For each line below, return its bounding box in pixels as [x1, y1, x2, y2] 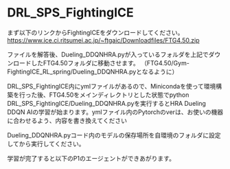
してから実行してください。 [7, 139, 85, 148]
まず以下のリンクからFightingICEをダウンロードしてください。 [7, 28, 184, 36]
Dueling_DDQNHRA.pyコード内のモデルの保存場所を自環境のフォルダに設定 [7, 131, 221, 139]
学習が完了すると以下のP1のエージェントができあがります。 [7, 154, 175, 162]
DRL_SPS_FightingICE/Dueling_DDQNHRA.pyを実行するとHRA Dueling [7, 99, 206, 107]
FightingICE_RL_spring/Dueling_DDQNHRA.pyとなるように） [7, 67, 179, 76]
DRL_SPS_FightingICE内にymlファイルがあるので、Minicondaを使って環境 [7, 82, 216, 90]
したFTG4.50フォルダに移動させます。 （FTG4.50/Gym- [30, 58, 190, 67]
